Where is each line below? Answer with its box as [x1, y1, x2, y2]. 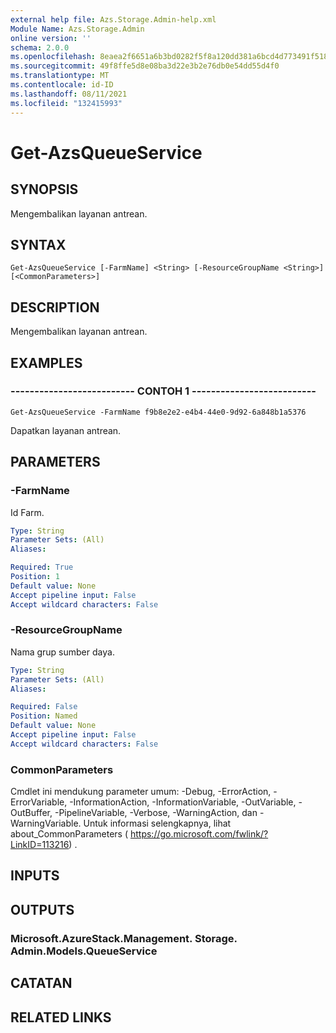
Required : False [10, 702, 78, 712]
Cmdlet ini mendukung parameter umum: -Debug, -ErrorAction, [10, 786, 272, 798]
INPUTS [10, 867, 60, 885]
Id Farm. [10, 506, 45, 518]
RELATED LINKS [10, 1009, 112, 1026]
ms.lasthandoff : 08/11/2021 [10, 89, 128, 99]
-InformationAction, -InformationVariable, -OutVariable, [69, 796, 297, 808]
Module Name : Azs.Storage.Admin [10, 24, 145, 34]
